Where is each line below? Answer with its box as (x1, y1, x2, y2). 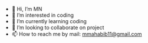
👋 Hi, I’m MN (11, 6, 42, 12)
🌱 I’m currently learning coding (11, 18, 87, 24)
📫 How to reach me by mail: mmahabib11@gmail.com (11, 31, 142, 37)
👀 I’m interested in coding (11, 12, 74, 19)
